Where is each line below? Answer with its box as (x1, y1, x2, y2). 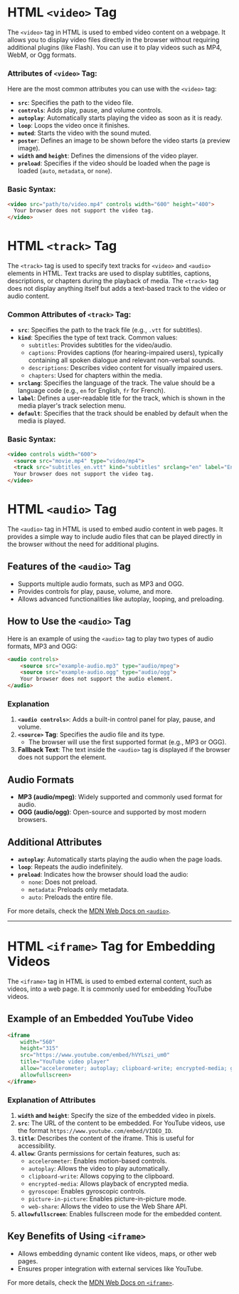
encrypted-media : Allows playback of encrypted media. (28, 1179, 189, 1188)
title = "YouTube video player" (20, 1058, 110, 1066)
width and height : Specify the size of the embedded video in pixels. (17, 1111, 216, 1119)
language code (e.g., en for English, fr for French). (17, 386, 166, 395)
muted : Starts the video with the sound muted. (17, 129, 152, 138)
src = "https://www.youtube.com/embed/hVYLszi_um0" (20, 1052, 171, 1059)
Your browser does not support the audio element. (20, 675, 174, 683)
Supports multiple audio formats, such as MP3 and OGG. (17, 579, 184, 588)
